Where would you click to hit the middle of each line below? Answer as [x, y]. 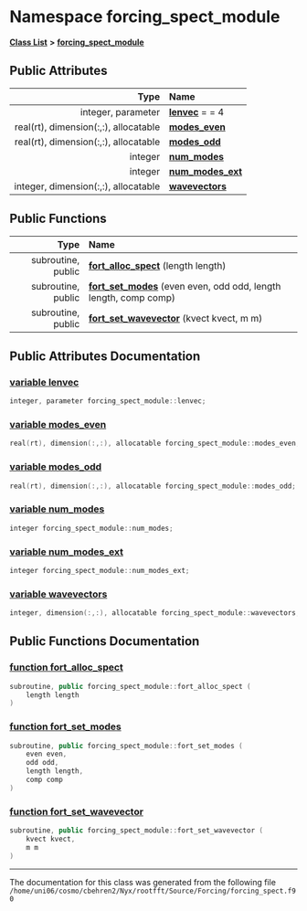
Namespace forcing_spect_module [145, 17]
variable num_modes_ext [66, 552]
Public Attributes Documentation [105, 356]
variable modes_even [58, 425]
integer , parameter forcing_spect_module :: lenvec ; [108, 401]
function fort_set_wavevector [77, 811]
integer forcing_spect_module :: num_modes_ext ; [100, 570]
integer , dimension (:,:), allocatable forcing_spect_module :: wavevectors [153, 613]
